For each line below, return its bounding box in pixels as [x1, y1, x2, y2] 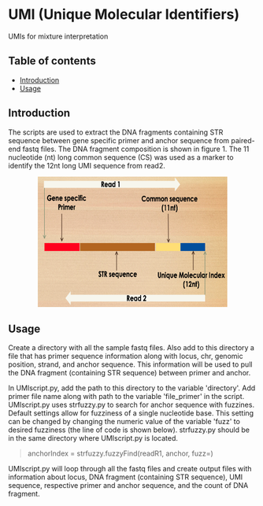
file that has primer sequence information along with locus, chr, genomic [8, 352, 243, 361]
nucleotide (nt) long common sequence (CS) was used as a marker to [8, 152, 234, 162]
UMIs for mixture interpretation [8, 31, 109, 41]
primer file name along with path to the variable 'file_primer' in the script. [8, 392, 245, 401]
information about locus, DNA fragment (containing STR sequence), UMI [8, 472, 243, 482]
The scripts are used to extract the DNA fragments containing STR [8, 127, 224, 137]
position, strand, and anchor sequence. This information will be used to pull [8, 360, 253, 369]
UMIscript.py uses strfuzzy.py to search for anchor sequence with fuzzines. [8, 400, 254, 410]
